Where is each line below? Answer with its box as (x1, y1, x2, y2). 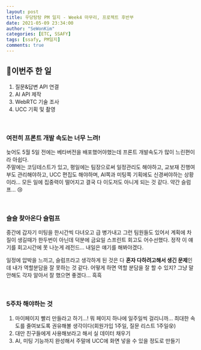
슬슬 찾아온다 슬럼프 (6, 214, 61, 222)
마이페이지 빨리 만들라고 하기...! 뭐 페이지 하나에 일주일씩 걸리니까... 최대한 (14, 315, 189, 322)
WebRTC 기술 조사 (14, 98, 59, 105)
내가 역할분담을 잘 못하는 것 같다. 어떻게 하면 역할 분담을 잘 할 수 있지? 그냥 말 (12, 264, 194, 271)
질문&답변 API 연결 (14, 83, 59, 90)
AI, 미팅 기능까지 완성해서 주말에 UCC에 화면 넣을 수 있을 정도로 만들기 (14, 337, 181, 344)
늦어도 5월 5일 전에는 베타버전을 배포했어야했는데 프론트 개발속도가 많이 (6, 148, 175, 155)
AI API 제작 (14, 91, 42, 98)
